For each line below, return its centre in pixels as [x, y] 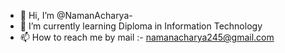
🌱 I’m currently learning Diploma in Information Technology [141, 26]
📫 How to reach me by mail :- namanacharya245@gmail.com [147, 37]
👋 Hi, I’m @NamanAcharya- [76, 15]
